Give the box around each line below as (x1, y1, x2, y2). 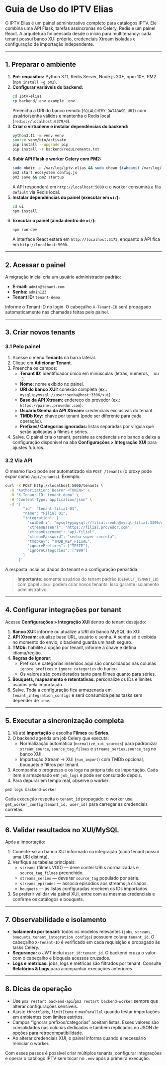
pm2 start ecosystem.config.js (12, 170, 78, 175)
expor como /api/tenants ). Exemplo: (5, 473, 81, 479)
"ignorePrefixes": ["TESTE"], (27, 543, 90, 549)
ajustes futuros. (12, 445, 45, 451)
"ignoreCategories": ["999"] (27, 548, 88, 553)
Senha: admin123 (12, 289, 47, 295)
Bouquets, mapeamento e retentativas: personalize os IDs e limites (12, 676, 152, 682)
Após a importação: (5, 839, 46, 845)
